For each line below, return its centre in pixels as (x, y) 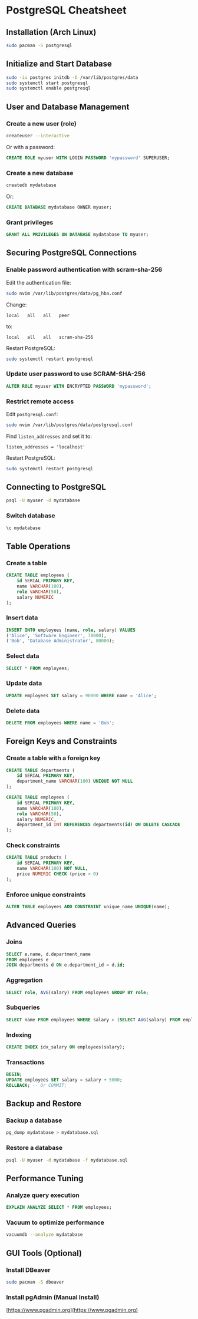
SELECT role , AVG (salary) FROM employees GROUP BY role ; (77, 992)
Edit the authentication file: (39, 282)
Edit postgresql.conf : (32, 414)
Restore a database (34, 1148)
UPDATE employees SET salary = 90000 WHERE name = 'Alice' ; (82, 695)
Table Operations (38, 546)
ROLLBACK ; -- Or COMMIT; (37, 1085)
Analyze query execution (43, 1195)
